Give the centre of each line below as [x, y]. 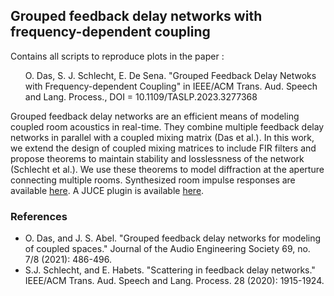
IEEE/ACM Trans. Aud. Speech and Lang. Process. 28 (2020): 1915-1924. [174, 281]
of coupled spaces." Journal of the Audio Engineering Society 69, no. [167, 249]
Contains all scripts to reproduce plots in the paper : [117, 56]
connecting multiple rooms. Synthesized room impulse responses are [153, 180]
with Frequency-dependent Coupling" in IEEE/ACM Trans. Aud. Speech [171, 86]
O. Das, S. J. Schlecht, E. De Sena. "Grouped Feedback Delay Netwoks [170, 75]
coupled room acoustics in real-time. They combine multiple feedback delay [167, 126]
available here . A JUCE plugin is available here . [107, 190]
